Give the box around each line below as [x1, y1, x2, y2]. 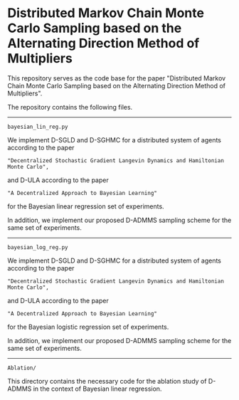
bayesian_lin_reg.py [7, 123, 69, 130]
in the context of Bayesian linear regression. [33, 384, 162, 393]
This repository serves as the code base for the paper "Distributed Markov [7, 73, 226, 83]
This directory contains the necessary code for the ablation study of [7, 377, 207, 385]
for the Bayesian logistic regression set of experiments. [7, 322, 169, 331]
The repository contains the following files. [7, 102, 133, 111]
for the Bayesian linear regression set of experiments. [7, 201, 165, 211]
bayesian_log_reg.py [7, 243, 69, 251]
